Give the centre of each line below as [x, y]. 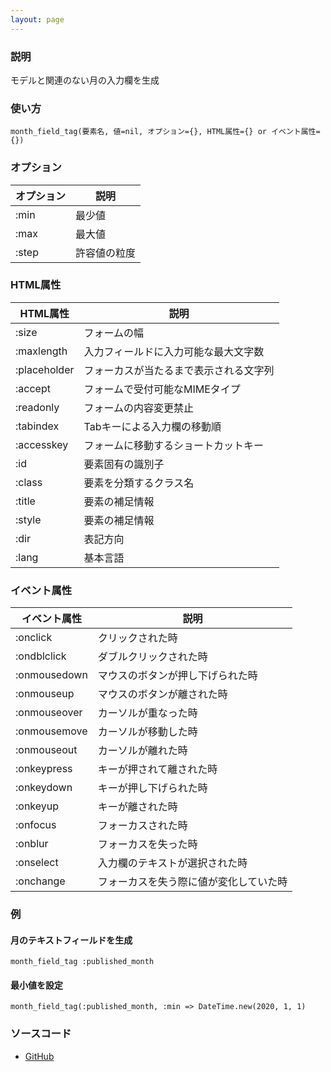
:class [29, 482]
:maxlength [41, 351]
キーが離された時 [137, 807]
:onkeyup [37, 806]
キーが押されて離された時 [157, 769]
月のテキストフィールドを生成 [71, 940]
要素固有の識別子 [124, 464]
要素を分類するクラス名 [139, 483]
